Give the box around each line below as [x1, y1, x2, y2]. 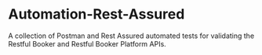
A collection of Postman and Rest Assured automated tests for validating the [8, 31, 255, 40]
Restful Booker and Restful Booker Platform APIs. [8, 39, 166, 48]
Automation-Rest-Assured [8, 5, 185, 23]
